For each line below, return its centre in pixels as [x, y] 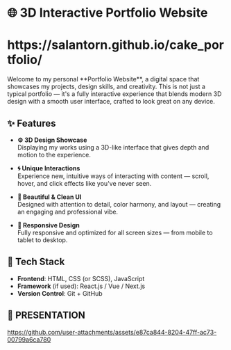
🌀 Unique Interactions [49, 168]
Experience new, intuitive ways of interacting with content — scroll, [113, 176]
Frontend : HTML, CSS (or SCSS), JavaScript [81, 278]
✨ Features [32, 123]
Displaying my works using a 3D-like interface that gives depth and [113, 147]
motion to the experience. [54, 154]
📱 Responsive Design [48, 225]
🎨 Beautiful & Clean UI [49, 197]
